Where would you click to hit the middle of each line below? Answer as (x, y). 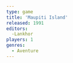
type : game (20, 12)
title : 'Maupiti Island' (37, 17)
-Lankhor (22, 34)
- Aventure (25, 51)
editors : (17, 28)
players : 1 (20, 40)
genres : (16, 46)
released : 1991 (25, 23)
